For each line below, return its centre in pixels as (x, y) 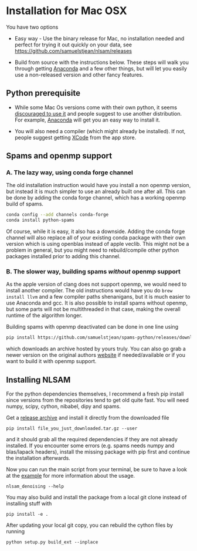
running (16, 532)
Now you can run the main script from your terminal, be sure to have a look (97, 469)
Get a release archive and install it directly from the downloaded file (88, 418)
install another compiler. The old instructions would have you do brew (89, 290)
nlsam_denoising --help (35, 486)
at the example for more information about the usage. (71, 476)
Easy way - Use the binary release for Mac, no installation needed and (99, 38)
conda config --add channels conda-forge (57, 215)
